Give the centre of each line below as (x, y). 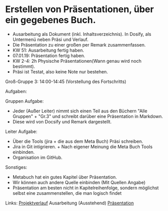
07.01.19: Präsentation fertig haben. (49, 55)
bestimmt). (24, 66)
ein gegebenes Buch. (51, 20)
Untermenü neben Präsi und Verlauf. (50, 39)
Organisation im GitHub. (37, 157)
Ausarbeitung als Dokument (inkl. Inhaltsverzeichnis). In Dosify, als (82, 34)
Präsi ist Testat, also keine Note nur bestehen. (60, 71)
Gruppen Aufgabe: (24, 101)
